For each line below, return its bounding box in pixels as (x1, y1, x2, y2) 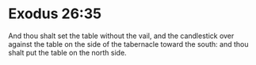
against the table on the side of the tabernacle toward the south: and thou (8, 39, 249, 48)
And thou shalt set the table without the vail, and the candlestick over (8, 31, 235, 40)
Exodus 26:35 (8, 5, 101, 23)
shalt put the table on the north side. (8, 48, 127, 57)
